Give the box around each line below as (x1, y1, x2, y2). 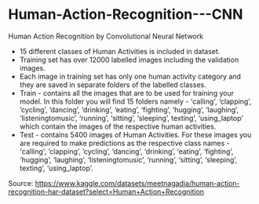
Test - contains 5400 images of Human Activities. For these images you (19, 129, 252, 139)
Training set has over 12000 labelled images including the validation (19, 55, 239, 64)
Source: (8, 178, 34, 188)
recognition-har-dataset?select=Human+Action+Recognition (8, 187, 205, 196)
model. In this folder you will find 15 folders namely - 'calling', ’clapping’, (19, 97, 252, 106)
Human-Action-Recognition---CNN (8, 5, 243, 24)
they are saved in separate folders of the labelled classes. (19, 80, 206, 89)
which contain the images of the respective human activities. (19, 122, 217, 131)
